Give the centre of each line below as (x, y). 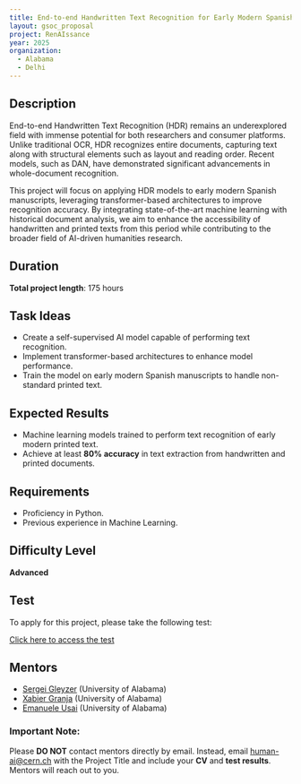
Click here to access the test (62, 639)
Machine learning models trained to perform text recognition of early (149, 435)
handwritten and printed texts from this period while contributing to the (140, 228)
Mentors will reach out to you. (64, 770)
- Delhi (32, 68)
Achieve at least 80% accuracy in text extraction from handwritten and (154, 454)
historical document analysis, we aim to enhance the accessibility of (135, 219)
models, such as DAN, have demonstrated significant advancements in (140, 163)
